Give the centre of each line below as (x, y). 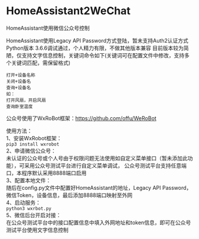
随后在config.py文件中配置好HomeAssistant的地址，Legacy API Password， (99, 188)
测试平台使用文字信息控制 (37, 230)
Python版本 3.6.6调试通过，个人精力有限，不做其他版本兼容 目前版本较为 (95, 48)
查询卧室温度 (20, 106)
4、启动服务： (24, 202)
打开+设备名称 (21, 75)
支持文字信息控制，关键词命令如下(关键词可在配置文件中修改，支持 (103, 55)
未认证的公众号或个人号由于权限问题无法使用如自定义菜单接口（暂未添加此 (97, 158)
